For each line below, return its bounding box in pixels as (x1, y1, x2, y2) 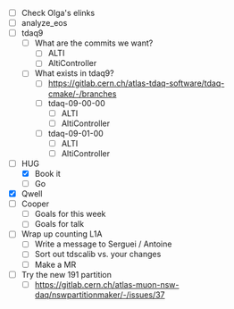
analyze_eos (21, 18, 68, 29)
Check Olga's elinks (21, 8, 96, 18)
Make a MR (34, 259, 77, 270)
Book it (34, 168, 62, 179)
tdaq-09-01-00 (47, 128, 104, 138)
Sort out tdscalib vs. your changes (34, 249, 162, 260)
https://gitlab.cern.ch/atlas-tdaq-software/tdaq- (47, 78, 225, 88)
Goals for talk (34, 219, 85, 230)
